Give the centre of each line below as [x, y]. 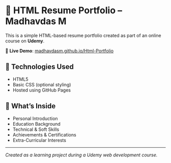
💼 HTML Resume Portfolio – [64, 10]
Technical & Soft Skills [36, 129]
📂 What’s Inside [31, 106]
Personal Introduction [35, 118]
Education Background [37, 124]
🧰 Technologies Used [39, 67]
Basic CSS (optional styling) [42, 84]
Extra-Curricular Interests [39, 140]
